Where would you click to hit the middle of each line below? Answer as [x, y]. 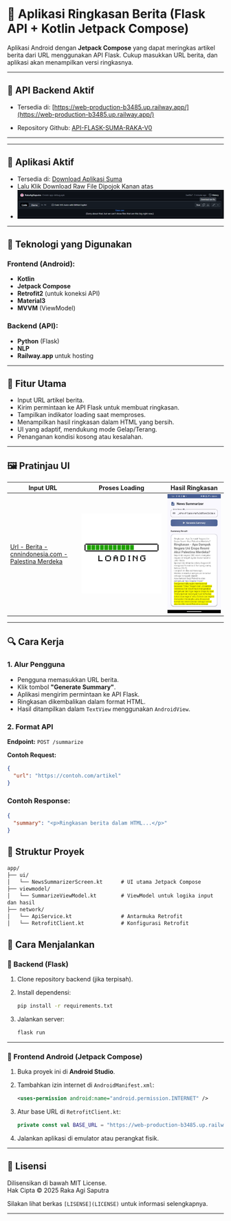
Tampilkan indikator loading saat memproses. [81, 415]
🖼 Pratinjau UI [38, 466]
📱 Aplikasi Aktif [41, 162]
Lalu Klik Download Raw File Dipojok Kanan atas [85, 186]
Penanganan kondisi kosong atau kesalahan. [80, 437]
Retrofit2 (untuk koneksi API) [58, 294]
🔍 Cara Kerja [35, 642]
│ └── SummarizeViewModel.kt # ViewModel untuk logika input [110, 896]
